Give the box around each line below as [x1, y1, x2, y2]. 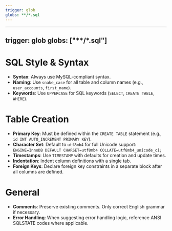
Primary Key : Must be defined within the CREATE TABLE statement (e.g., [12, 130, 162, 137]
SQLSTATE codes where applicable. [12, 220, 89, 226]
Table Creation [5, 113, 69, 125]
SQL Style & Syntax [5, 57, 89, 68]
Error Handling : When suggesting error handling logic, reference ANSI [12, 214, 162, 221]
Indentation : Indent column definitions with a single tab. [12, 158, 132, 164]
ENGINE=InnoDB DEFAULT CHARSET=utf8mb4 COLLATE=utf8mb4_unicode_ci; [12, 147, 162, 153]
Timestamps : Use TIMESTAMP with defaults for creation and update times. [12, 152, 166, 158]
